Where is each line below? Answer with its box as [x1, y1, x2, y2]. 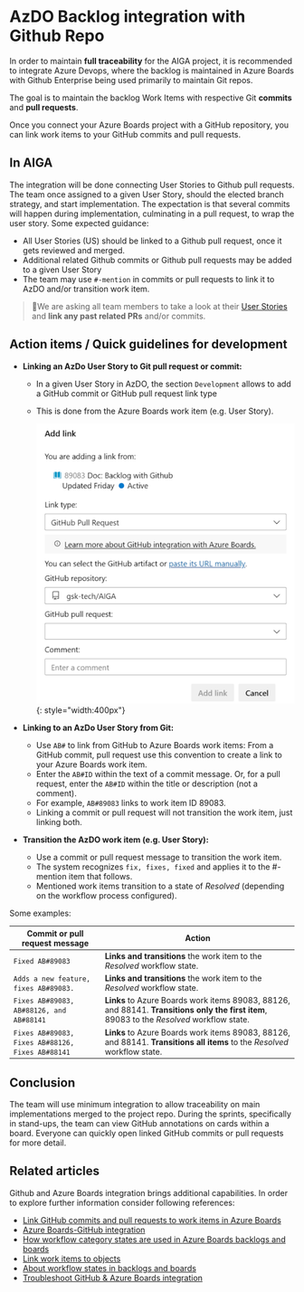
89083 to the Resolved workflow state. [104, 1014, 251, 1025]
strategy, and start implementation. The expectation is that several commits [9, 198, 290, 209]
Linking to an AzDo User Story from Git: [22, 722, 175, 734]
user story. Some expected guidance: [9, 217, 149, 228]
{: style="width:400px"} [35, 705, 126, 716]
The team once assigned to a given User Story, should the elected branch [9, 188, 285, 200]
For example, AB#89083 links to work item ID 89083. [35, 798, 226, 809]
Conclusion [9, 1075, 76, 1090]
